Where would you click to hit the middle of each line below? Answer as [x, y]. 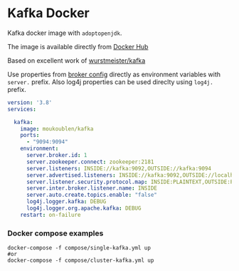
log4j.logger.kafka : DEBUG [66, 202]
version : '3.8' [30, 102]
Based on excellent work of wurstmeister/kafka [76, 60]
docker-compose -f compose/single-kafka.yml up [79, 248]
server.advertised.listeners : [71, 175]
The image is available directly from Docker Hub [78, 46]
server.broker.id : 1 [57, 155]
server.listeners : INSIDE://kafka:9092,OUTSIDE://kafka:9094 [119, 168]
